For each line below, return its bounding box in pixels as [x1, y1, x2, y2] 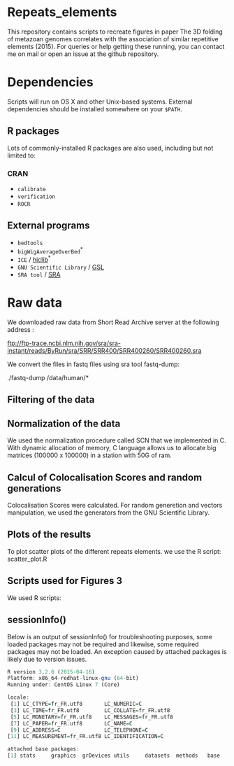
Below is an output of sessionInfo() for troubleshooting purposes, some [7, 632, 213, 641]
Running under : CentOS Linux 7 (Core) [7, 681, 120, 688]
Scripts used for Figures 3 [7, 575, 123, 587]
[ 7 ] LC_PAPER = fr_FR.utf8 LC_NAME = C [10, 720, 133, 727]
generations [7, 482, 61, 494]
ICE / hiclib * [17, 254, 51, 264]
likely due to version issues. [7, 655, 87, 663]
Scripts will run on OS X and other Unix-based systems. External [7, 97, 193, 106]
